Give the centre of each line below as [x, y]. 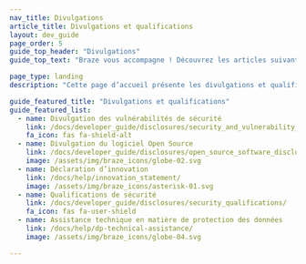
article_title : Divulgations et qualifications [102, 26]
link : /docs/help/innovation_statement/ [103, 178]
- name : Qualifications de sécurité [87, 195]
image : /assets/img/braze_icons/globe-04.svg [114, 237]
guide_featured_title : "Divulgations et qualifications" [120, 101]
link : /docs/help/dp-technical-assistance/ [110, 228]
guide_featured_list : [51, 110]
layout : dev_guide [44, 35]
